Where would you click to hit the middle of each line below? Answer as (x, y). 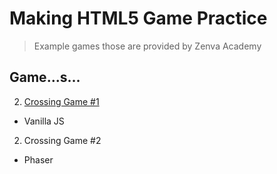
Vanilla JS (44, 121)
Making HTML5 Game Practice (138, 18)
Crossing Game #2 (62, 140)
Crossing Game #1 (61, 101)
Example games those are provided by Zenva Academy (147, 46)
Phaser (38, 159)
